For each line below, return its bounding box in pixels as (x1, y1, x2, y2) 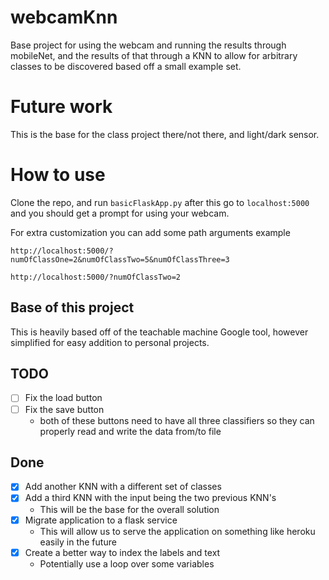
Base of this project (10, 299, 135, 316)
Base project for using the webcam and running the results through (10, 39, 287, 51)
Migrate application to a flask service (24, 514, 178, 526)
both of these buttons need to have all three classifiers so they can (39, 414, 315, 426)
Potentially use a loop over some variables (39, 557, 215, 570)
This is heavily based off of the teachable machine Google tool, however (10, 326, 309, 338)
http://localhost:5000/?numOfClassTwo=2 (10, 272, 182, 282)
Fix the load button (24, 392, 103, 404)
